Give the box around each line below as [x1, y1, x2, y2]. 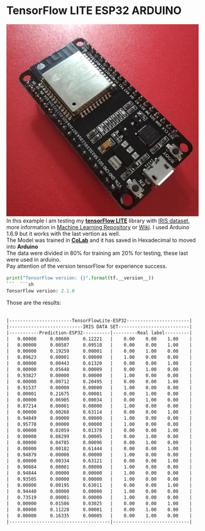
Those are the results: [6, 299, 62, 306]
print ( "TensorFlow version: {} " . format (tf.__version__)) [6, 275, 154, 281]
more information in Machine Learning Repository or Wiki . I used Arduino [6, 223, 190, 230]
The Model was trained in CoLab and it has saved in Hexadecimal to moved [6, 236, 196, 244]
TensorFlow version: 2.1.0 [6, 288, 75, 294]
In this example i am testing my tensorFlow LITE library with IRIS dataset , [6, 217, 190, 224]
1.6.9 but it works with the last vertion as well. [6, 230, 121, 237]
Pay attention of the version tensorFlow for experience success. [6, 262, 168, 269]
